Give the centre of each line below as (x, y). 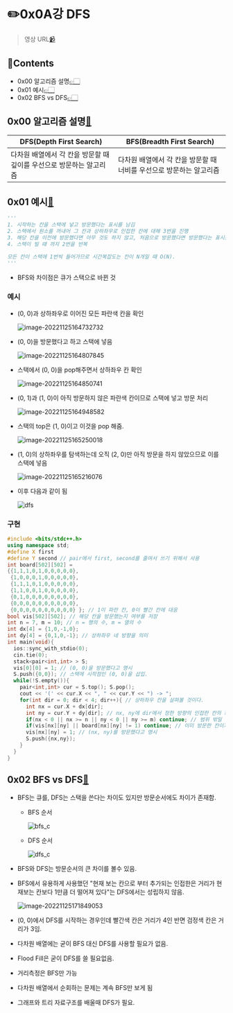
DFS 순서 (40, 840)
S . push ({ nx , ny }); (51, 739)
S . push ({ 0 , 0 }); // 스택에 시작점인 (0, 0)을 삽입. (81, 674)
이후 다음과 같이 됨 (42, 491)
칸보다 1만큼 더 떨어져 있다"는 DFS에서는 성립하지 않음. (110, 892)
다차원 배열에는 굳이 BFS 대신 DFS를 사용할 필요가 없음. (93, 943)
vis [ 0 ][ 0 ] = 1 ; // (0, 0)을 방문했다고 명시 (73, 668)
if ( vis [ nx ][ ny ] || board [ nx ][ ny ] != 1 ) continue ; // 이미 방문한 (118, 726)
